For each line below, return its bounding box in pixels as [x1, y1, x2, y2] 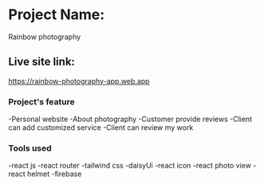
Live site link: [8, 55, 76, 69]
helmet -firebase [26, 169, 82, 179]
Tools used [8, 142, 52, 153]
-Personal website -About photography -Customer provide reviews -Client [8, 114, 253, 124]
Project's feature [8, 96, 75, 107]
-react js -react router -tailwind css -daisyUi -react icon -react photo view [8, 161, 251, 171]
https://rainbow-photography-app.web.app [8, 76, 150, 85]
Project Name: [8, 6, 105, 24]
